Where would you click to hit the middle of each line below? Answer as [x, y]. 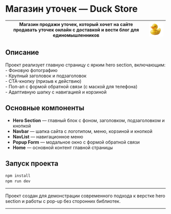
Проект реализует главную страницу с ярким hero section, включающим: [85, 65]
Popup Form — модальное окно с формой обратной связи [76, 142]
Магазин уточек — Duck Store [72, 9]
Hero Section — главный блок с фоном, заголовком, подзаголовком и [89, 120]
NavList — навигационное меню [48, 136]
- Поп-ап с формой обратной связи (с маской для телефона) [72, 86]
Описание [22, 52]
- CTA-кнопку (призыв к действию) [44, 81]
